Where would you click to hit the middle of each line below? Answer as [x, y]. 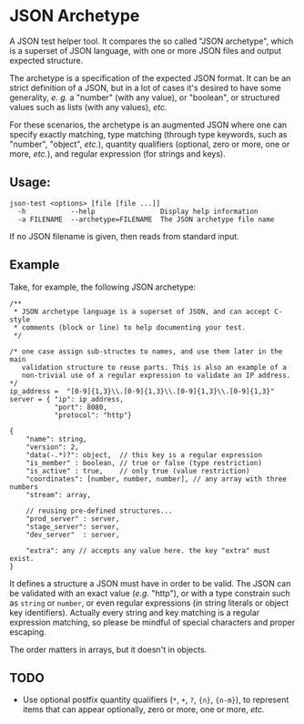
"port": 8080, [81, 407]
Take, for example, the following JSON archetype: [103, 287]
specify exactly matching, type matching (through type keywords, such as [148, 134]
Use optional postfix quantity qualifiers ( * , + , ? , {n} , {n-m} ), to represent [156, 700]
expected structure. [46, 60]
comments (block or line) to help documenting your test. [134, 327]
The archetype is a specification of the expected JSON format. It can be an [150, 77]
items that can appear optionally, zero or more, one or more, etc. [143, 709]
